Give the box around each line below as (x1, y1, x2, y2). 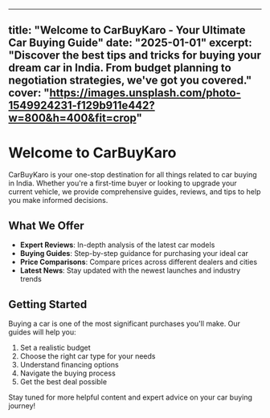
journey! (8, 400, 36, 410)
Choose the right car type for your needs (19, 351, 156, 361)
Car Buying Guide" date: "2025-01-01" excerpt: (8, 36, 252, 50)
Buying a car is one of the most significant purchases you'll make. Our (8, 319, 241, 328)
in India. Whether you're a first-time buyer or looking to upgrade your (8, 178, 237, 189)
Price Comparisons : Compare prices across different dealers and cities (19, 258, 258, 267)
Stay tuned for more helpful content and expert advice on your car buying (8, 392, 253, 402)
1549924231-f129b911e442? (8, 99, 155, 112)
